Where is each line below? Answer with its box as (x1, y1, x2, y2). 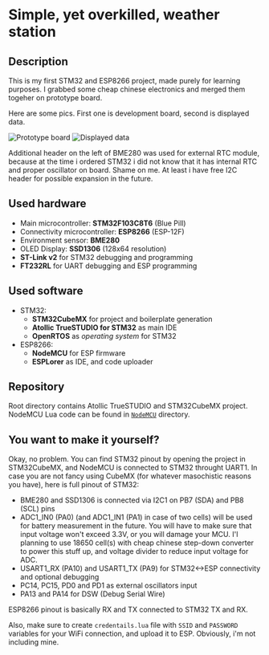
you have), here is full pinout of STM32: (8, 480, 140, 490)
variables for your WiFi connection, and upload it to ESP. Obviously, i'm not (8, 629, 256, 639)
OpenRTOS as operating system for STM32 (31, 331, 177, 340)
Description (8, 55, 68, 68)
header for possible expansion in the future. (8, 174, 153, 183)
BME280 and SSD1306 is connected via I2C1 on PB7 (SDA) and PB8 (19, 495, 245, 505)
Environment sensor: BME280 (19, 235, 120, 245)
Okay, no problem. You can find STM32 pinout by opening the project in (8, 454, 247, 464)
